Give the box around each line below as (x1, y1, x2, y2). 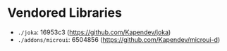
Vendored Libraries (7, 5, 122, 21)
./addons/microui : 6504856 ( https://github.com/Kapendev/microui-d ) (17, 35, 221, 43)
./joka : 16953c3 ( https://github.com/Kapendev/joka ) (17, 28, 171, 36)
